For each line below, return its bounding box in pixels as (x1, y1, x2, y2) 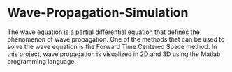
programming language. (7, 57, 77, 65)
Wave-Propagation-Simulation (7, 5, 189, 21)
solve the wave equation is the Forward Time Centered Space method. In (7, 42, 217, 51)
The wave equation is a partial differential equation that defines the (7, 28, 201, 36)
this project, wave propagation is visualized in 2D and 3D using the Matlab (7, 50, 221, 58)
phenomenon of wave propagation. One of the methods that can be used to (7, 35, 225, 43)
